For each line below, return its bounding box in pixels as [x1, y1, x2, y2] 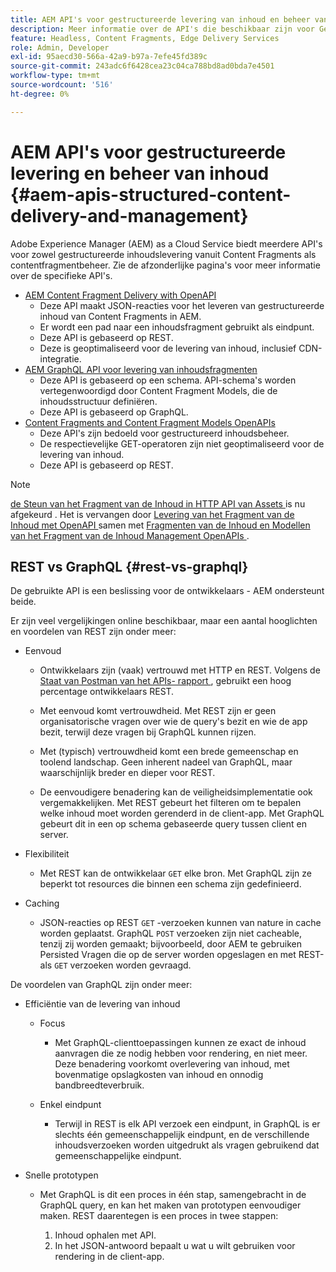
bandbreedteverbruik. [54, 1079, 145, 1091]
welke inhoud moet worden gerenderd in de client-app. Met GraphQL [39, 807, 325, 820]
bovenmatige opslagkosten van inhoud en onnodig [54, 1069, 264, 1081]
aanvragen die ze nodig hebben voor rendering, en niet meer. [54, 1047, 308, 1060]
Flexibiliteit [24, 848, 70, 860]
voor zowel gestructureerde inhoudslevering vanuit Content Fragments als [10, 248, 317, 260]
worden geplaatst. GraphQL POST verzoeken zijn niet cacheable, [39, 927, 303, 940]
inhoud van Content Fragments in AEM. [39, 310, 202, 322]
